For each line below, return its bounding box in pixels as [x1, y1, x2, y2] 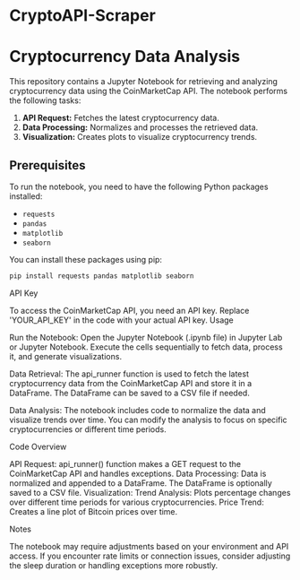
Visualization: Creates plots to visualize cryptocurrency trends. [21, 132, 258, 143]
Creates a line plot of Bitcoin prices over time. [9, 506, 178, 516]
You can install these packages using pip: [9, 254, 163, 264]
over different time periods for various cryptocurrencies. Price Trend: [9, 497, 264, 507]
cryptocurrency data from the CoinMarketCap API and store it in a [9, 377, 253, 388]
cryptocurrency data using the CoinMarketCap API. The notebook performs [9, 86, 288, 97]
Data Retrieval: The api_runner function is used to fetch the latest [9, 368, 249, 379]
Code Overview [9, 441, 67, 452]
